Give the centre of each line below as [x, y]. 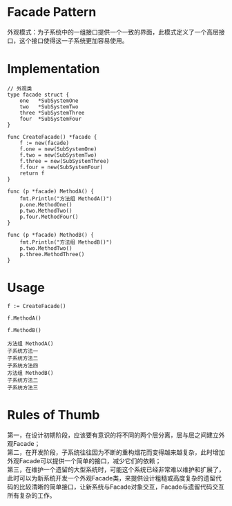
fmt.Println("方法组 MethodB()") [66, 242]
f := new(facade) [45, 143]
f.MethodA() [24, 318]
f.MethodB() [24, 330]
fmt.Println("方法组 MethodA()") [66, 198]
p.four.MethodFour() [49, 217]
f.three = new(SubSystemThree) [65, 161]
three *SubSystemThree [52, 113]
